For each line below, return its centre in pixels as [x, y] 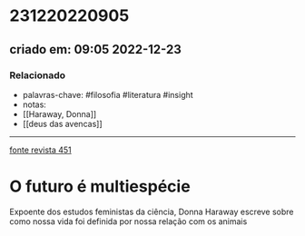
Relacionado [38, 75]
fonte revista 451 [41, 150]
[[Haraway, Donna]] [59, 113]
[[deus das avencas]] [62, 123]
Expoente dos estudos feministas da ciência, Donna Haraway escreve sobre [152, 211]
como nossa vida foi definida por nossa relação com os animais [128, 221]
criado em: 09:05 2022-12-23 [95, 49]
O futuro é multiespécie [100, 187]
